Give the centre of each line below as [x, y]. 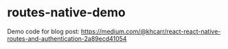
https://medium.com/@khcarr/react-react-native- [151, 31]
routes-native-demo [66, 13]
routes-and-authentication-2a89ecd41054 [67, 38]
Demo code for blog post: [44, 31]
